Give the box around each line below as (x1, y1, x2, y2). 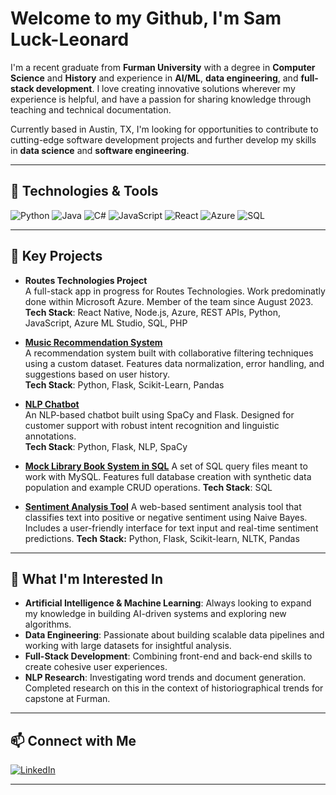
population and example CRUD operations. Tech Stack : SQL (24, 481, 273, 493)
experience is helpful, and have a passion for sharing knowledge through (10, 93, 312, 105)
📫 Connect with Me (10, 732, 137, 749)
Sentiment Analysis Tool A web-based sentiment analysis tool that (24, 500, 302, 512)
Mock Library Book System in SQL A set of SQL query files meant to (24, 460, 308, 472)
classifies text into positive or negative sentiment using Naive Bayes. (24, 511, 308, 523)
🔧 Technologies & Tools (10, 183, 159, 200)
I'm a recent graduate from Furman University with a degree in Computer (10, 61, 316, 73)
